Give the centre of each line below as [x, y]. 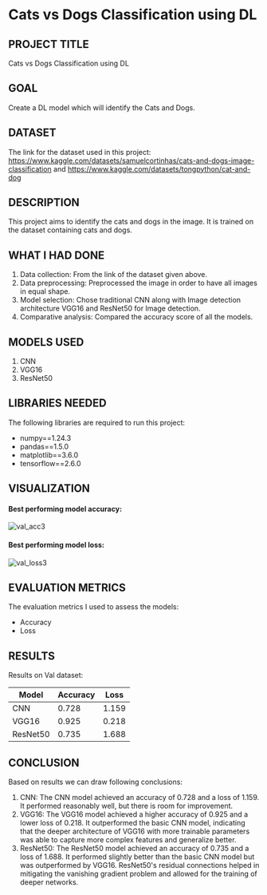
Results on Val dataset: [46, 675]
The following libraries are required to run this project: [97, 422]
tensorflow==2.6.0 [50, 463]
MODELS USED [46, 342]
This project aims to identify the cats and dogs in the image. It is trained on [131, 222]
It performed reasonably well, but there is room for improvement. [126, 806]
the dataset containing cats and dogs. [71, 230]
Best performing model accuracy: [65, 509]
